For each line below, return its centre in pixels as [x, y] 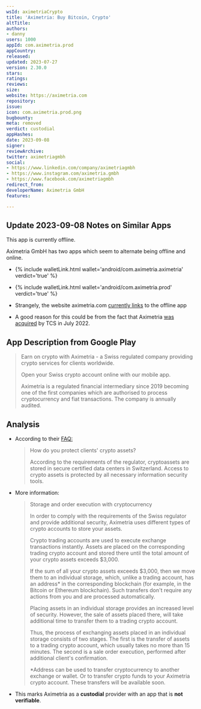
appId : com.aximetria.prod [40, 46]
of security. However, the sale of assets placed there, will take [106, 614]
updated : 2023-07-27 [32, 62]
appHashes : [20, 135]
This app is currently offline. [41, 240]
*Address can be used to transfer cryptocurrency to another [105, 669]
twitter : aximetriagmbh [36, 157]
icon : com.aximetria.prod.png [44, 112]
